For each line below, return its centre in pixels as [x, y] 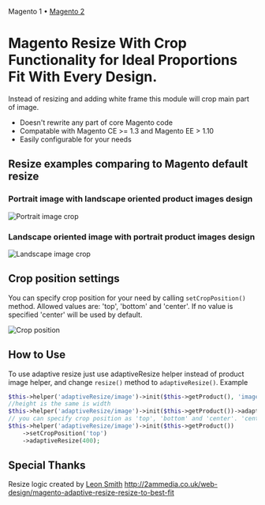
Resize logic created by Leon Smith [65, 484]
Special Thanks [47, 465]
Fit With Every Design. [83, 77]
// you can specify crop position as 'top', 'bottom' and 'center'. [123, 419]
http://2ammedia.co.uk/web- [171, 484]
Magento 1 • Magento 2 [47, 11]
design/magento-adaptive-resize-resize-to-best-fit [91, 492]
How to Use [37, 355]
